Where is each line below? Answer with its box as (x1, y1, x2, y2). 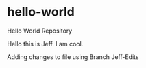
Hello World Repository (7, 27, 73, 35)
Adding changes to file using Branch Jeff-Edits (7, 52, 139, 61)
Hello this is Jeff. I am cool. (7, 39, 84, 48)
